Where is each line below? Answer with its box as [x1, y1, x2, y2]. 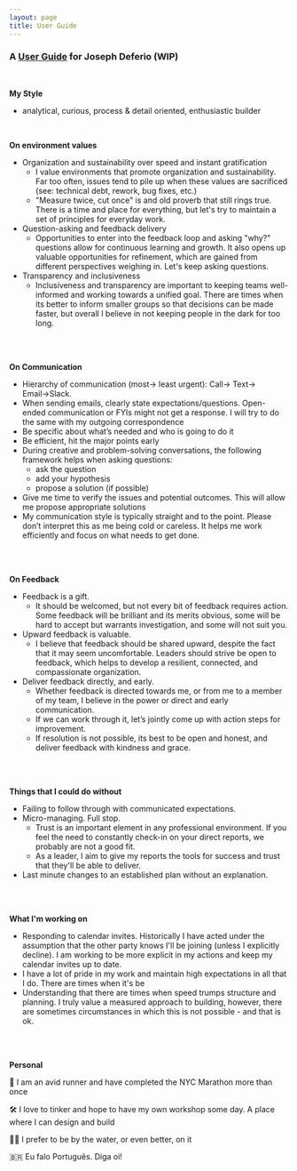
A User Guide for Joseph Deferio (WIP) [9, 51, 179, 63]
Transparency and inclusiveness [21, 270, 141, 281]
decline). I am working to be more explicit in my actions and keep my [21, 949, 273, 960]
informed [35, 289, 69, 300]
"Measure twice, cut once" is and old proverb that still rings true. [35, 195, 272, 205]
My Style [9, 88, 43, 99]
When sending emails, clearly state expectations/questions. [21, 397, 241, 408]
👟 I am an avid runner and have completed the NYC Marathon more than [9, 1077, 273, 1087]
